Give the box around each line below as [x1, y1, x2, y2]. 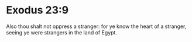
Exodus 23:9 [6, 3, 69, 17]
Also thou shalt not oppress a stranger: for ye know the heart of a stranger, [6, 23, 187, 30]
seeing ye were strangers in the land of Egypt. [6, 29, 117, 36]
